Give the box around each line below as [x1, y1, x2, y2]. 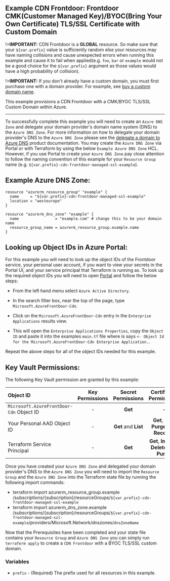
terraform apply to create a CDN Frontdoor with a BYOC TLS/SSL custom [5, 540, 157, 546]
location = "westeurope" [10, 198, 62, 203]
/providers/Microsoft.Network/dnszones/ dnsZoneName [28, 520, 139, 526]
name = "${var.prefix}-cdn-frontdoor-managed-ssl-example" [10, 194, 146, 199]
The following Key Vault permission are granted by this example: [5, 377, 140, 383]
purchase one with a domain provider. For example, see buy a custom [5, 83, 151, 89]
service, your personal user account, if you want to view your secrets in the [5, 262, 163, 268]
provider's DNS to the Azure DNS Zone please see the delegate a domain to [5, 134, 160, 141]
